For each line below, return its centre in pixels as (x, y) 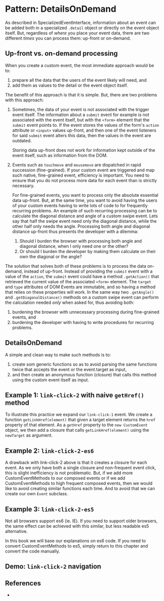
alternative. (16, 531)
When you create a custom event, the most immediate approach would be (80, 65)
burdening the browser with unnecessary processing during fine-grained (86, 312)
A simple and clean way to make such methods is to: (58, 355)
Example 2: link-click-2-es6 (49, 451)
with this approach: (24, 100)
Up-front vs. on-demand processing (61, 54)
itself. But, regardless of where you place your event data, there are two (77, 33)
